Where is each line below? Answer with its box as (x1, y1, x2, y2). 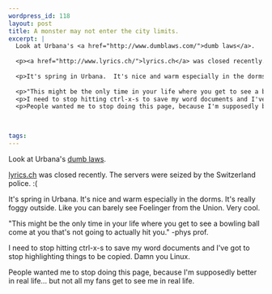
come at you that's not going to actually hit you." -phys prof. (8, 227, 209, 236)
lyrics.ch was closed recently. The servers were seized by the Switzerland (8, 170, 257, 179)
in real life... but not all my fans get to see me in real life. (8, 275, 195, 285)
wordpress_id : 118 (8, 11, 70, 20)
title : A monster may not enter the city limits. (8, 27, 180, 35)
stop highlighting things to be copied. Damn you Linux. (8, 251, 190, 261)
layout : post (8, 19, 53, 28)
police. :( (8, 178, 38, 188)
